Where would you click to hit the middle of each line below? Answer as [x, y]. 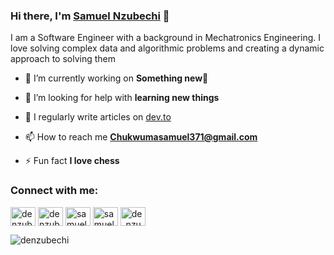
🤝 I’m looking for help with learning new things [122, 98]
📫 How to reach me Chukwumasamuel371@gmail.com [141, 137]
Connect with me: [54, 191]
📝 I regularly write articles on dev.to [98, 117]
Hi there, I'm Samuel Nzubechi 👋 [90, 16]
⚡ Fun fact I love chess [72, 161]
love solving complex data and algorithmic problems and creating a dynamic [167, 48]
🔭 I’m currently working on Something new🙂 [116, 78]
